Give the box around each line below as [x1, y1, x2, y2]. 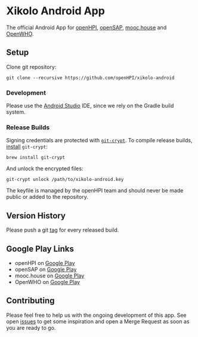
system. [6, 108, 26, 116]
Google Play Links [6, 244, 75, 254]
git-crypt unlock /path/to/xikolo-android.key [6, 177, 124, 183]
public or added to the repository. [6, 194, 88, 201]
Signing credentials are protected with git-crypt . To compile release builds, [6, 137, 193, 144]
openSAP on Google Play [14, 266, 77, 273]
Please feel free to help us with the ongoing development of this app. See [6, 311, 187, 319]
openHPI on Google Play [14, 259, 76, 266]
